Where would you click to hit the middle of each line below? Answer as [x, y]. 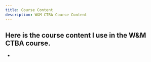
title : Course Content [29, 10]
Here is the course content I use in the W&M [76, 35]
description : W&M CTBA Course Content [46, 15]
